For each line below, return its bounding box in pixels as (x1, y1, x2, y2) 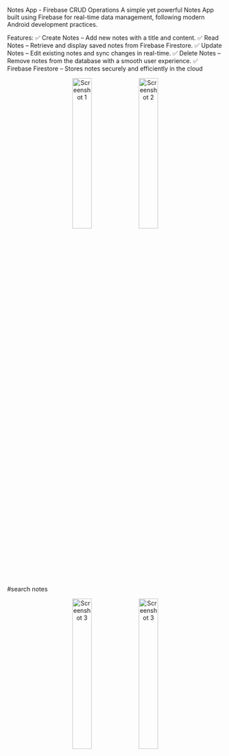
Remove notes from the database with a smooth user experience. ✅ (7, 57, 199, 64)
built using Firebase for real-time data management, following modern (7, 13, 205, 21)
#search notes (7, 585, 48, 593)
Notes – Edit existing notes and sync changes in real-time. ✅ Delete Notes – (7, 49, 221, 57)
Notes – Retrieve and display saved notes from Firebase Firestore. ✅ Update (7, 41, 222, 49)
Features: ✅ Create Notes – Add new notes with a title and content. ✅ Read (7, 34, 219, 42)
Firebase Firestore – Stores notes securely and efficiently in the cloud (7, 64, 204, 73)
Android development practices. (7, 21, 98, 28)
